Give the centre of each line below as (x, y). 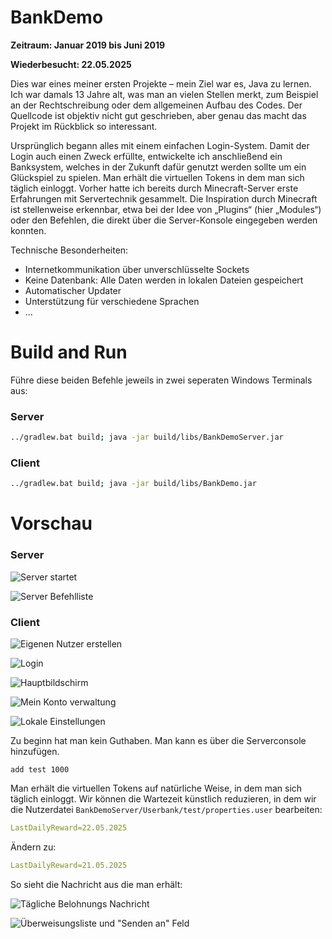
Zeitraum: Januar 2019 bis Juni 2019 (88, 45)
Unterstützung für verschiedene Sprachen (112, 301)
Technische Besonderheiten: (69, 250)
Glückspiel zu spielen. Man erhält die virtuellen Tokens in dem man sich (157, 177)
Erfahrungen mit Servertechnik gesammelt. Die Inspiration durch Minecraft (164, 198)
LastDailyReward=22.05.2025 (69, 828)
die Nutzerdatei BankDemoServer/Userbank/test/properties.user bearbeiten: (166, 809)
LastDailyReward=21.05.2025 (69, 865)
